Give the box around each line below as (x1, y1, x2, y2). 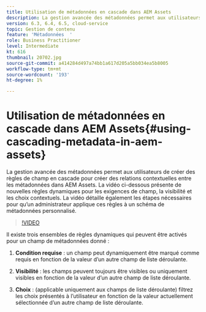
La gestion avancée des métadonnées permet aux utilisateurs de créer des (6, 168, 196, 176)
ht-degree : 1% (6, 77, 43, 83)
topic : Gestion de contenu (6, 26, 75, 32)
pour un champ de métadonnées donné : (6, 237, 110, 245)
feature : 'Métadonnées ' (6, 32, 72, 38)
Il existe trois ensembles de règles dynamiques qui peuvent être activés (6, 231, 187, 239)
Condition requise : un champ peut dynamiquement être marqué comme (15, 249, 200, 257)
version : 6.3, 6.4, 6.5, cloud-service (6, 20, 109, 26)
